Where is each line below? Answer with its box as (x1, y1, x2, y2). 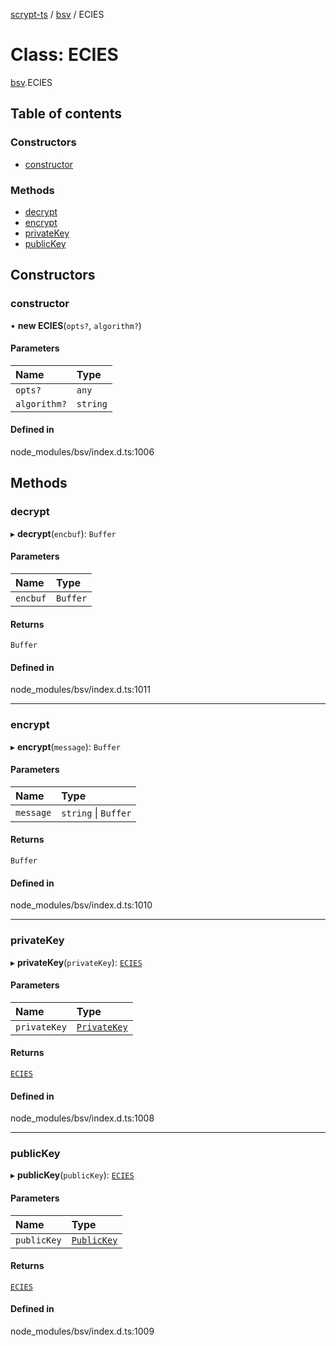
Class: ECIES (10, 44, 119, 66)
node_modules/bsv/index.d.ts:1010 (10, 899, 153, 911)
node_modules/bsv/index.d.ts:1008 (10, 1112, 155, 1124)
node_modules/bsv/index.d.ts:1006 (10, 446, 155, 458)
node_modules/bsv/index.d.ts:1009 (10, 1325, 155, 1338)
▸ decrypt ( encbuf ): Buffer (10, 527, 117, 539)
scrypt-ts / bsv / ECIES (10, 9, 105, 20)
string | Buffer (61, 805, 132, 819)
